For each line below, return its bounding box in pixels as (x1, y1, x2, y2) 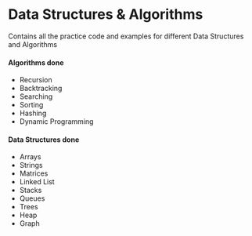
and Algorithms (8, 39, 57, 49)
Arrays (19, 152, 41, 162)
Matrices (19, 169, 49, 178)
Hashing (19, 108, 47, 118)
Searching (19, 92, 53, 101)
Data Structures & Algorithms (8, 5, 203, 24)
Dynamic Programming (19, 117, 94, 126)
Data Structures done (8, 135, 80, 144)
